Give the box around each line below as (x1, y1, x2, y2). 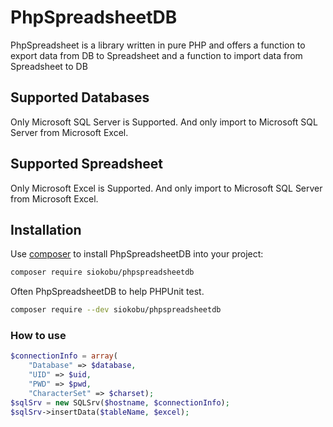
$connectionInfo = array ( (10, 351, 118, 361)
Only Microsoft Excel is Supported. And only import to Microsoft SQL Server (10, 182, 323, 194)
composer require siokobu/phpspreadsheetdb (10, 267, 195, 278)
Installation (10, 221, 82, 238)
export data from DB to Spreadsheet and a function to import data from (10, 49, 303, 61)
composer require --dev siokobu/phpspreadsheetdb (10, 305, 222, 315)
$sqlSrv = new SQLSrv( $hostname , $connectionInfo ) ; (10, 397, 230, 408)
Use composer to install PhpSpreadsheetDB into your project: (10, 248, 264, 260)
